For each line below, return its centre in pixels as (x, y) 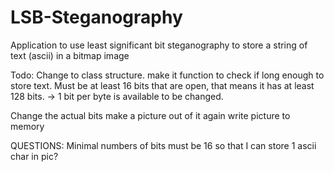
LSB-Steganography (96, 17)
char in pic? (34, 156)
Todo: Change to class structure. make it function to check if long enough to (167, 75)
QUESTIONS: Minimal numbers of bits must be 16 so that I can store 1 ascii (163, 145)
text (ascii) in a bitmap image (70, 55)
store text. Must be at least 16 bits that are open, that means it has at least (162, 85)
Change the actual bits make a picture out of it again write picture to (150, 115)
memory (27, 126)
